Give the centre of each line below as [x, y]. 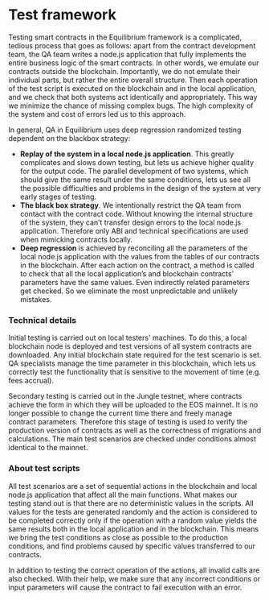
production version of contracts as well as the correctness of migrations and [135, 430]
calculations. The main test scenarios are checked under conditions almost [132, 439]
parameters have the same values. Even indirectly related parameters [135, 282]
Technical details [43, 320]
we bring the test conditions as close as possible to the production [118, 537]
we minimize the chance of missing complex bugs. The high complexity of [131, 106]
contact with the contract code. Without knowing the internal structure [136, 213]
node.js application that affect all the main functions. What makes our [123, 494]
